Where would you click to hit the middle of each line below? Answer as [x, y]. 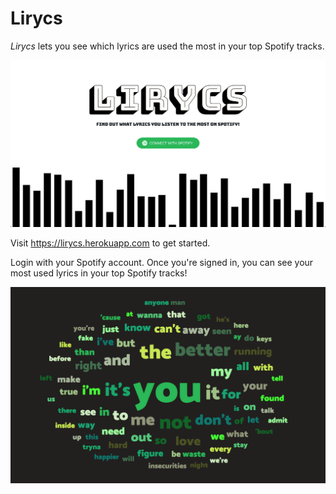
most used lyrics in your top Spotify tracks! [99, 273]
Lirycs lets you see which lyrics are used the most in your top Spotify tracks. [167, 46]
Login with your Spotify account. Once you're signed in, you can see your [162, 263]
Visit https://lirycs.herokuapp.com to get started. [110, 243]
